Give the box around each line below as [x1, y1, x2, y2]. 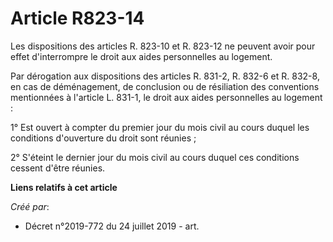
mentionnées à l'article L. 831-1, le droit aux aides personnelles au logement [10, 91, 323, 103]
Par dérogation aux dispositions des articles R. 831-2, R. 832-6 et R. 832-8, [10, 70, 320, 82]
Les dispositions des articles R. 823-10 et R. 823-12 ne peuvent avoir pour [10, 40, 316, 52]
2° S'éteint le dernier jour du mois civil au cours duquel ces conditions [10, 151, 300, 163]
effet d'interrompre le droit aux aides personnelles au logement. [10, 50, 273, 62]
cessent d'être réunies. [10, 162, 106, 174]
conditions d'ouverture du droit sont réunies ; [10, 132, 197, 144]
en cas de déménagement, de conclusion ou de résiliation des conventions [10, 80, 320, 92]
